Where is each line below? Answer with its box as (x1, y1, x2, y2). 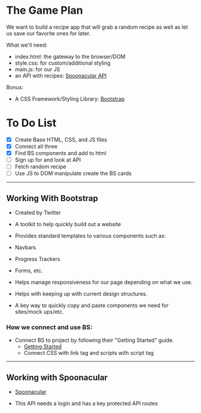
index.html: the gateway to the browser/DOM (14, 53, 126, 60)
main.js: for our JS (14, 65, 60, 72)
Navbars (14, 244, 36, 251)
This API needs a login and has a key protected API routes (14, 400, 159, 407)
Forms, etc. (14, 267, 43, 274)
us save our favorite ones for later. (6, 29, 91, 37)
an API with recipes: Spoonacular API (14, 72, 107, 79)
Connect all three (14, 142, 58, 150)
